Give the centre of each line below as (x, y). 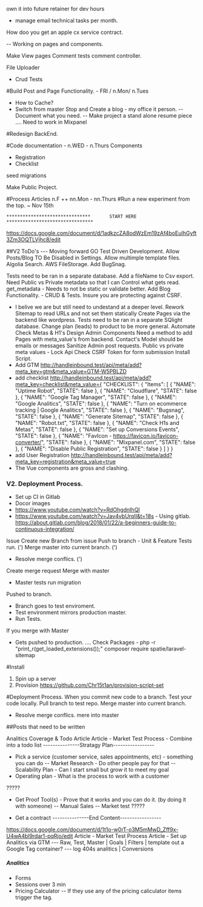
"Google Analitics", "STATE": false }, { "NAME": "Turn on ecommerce (101, 403)
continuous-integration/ (45, 529)
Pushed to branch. (29, 594)
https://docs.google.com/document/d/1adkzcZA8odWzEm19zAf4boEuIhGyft (101, 233)
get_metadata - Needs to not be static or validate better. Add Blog (88, 289)
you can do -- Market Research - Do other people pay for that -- (95, 763)
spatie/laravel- (168, 649)
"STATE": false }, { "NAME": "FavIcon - (63, 436)
